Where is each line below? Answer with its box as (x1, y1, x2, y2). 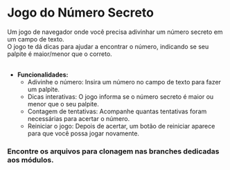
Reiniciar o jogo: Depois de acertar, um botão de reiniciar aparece (27, 122, 215, 130)
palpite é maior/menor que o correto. (7, 50, 112, 58)
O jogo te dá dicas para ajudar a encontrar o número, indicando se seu (7, 42, 209, 50)
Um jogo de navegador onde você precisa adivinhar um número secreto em (7, 28, 223, 36)
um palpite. (27, 85, 60, 93)
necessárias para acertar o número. (27, 114, 130, 122)
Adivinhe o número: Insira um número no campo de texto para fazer (27, 77, 222, 86)
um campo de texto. (7, 35, 64, 43)
